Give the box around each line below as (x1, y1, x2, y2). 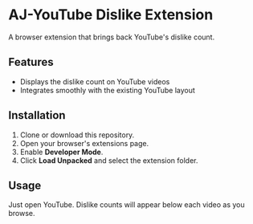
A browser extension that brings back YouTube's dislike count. (8, 32, 215, 42)
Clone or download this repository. (19, 130, 135, 140)
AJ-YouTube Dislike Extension (8, 6, 214, 24)
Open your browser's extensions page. (19, 138, 149, 148)
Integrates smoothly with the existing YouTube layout (19, 85, 195, 95)
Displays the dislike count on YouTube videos (19, 76, 170, 86)
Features (8, 55, 54, 69)
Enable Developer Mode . (19, 147, 104, 157)
